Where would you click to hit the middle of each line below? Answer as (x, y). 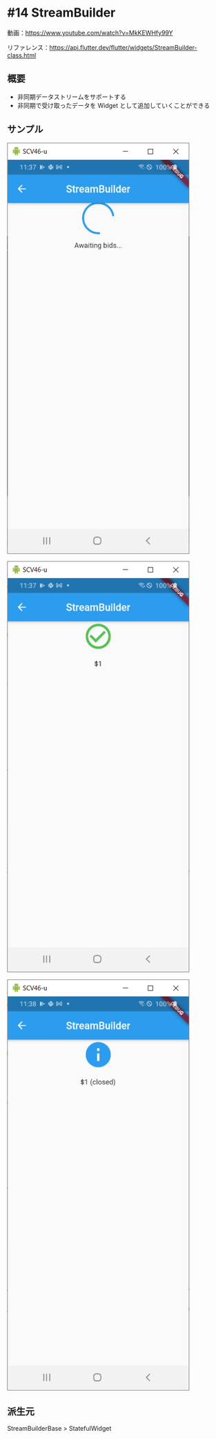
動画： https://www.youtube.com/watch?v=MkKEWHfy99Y (90, 33)
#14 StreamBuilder (61, 13)
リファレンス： (28, 47)
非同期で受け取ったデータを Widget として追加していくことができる (114, 105)
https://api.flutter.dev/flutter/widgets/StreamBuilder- (124, 47)
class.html (22, 55)
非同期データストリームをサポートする (71, 97)
